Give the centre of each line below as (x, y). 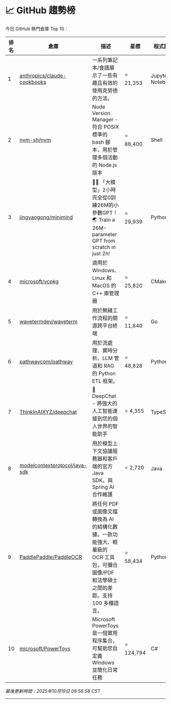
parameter (104, 234)
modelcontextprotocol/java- (53, 465)
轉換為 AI (103, 519)
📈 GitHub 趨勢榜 (40, 10)
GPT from (104, 241)
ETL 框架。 (105, 381)
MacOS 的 (104, 286)
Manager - (105, 119)
